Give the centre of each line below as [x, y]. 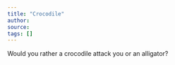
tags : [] [20, 34]
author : [19, 20]
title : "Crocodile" [36, 14]
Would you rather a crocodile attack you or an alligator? [88, 54]
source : [19, 27]
